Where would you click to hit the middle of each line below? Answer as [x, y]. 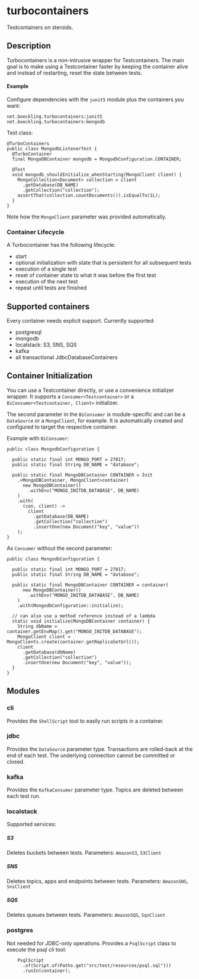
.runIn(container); [46, 971]
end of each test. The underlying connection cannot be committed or [91, 755]
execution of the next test [46, 282]
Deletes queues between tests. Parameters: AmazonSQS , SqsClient [86, 915]
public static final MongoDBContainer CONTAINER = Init [82, 475]
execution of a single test [46, 269]
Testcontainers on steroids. [40, 27]
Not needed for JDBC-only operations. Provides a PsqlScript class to [92, 943]
